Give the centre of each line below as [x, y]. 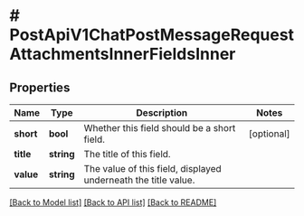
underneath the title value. [139, 180]
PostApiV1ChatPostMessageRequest [152, 35]
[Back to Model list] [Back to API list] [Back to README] [113, 202]
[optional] [269, 134]
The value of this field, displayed [152, 169]
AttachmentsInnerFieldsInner [123, 54]
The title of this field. [127, 154]
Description [162, 113]
